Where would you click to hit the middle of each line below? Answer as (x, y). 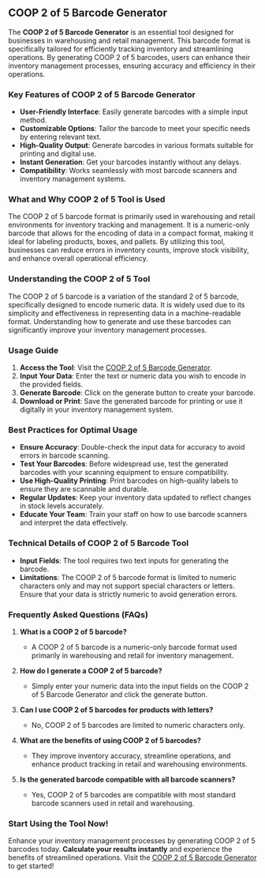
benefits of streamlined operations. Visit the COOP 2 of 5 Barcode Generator (132, 857)
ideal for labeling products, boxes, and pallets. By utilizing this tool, (117, 242)
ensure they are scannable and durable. (84, 489)
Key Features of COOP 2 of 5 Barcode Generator (102, 94)
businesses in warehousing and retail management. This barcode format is (129, 40)
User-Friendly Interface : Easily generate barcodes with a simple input (134, 112)
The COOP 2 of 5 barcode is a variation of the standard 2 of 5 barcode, (123, 296)
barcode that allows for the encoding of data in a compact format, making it (131, 233)
